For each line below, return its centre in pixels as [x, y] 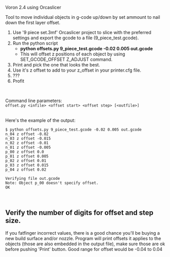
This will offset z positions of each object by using [73, 54]
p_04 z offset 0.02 [26, 170]
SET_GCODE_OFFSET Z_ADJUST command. [66, 59]
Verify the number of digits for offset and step [79, 213]
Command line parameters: [34, 101]
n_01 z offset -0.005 [28, 147]
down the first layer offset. [33, 23]
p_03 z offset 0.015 [27, 165]
